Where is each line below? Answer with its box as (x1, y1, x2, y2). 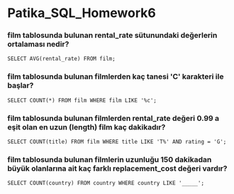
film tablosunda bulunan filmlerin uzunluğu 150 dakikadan (7, 155, 212, 164)
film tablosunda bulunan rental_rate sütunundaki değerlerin (7, 31, 218, 41)
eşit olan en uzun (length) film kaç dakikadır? (7, 122, 166, 132)
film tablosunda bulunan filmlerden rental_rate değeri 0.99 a (7, 113, 220, 123)
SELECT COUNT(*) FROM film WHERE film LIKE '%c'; (7, 97, 157, 104)
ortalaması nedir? (7, 39, 69, 49)
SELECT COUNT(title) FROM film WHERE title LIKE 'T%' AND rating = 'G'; (7, 139, 227, 146)
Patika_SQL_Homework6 (7, 5, 156, 21)
